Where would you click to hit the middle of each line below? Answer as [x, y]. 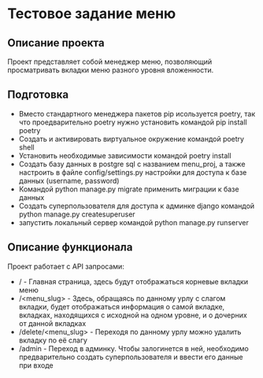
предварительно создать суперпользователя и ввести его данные [131, 357]
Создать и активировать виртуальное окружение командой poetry [131, 139]
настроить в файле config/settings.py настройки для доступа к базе [133, 172]
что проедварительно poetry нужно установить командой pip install [133, 122]
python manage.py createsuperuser [77, 214]
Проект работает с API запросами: [66, 266]
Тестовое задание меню [92, 14]
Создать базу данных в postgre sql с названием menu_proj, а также [132, 164]
